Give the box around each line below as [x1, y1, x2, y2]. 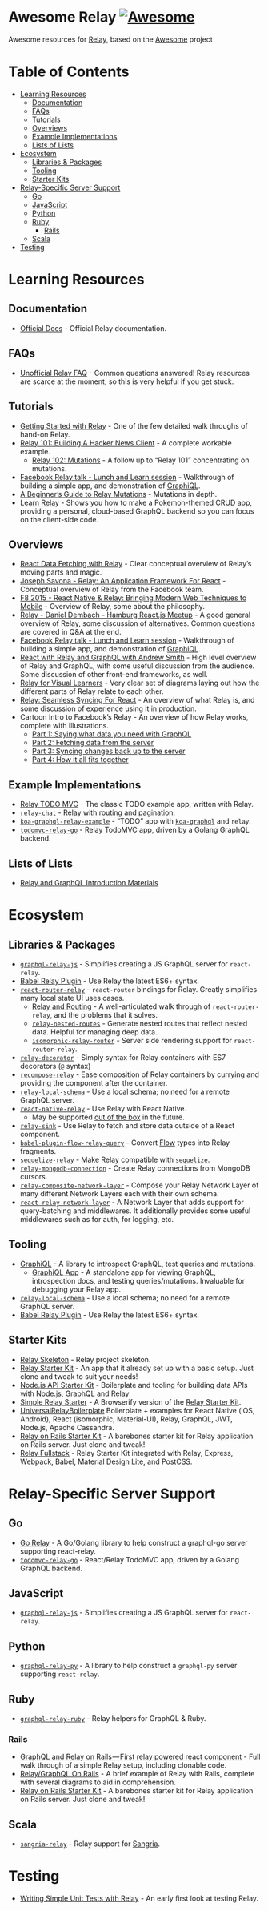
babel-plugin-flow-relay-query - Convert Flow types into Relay [19, 1138, 230, 1147]
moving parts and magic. [19, 567, 102, 577]
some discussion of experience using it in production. [19, 704, 198, 713]
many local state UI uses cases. [19, 993, 125, 1002]
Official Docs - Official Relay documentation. [19, 323, 166, 333]
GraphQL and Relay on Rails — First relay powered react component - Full [19, 1752, 261, 1762]
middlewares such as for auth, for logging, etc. [19, 1214, 174, 1224]
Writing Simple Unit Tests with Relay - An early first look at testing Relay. [19, 1893, 258, 1903]
